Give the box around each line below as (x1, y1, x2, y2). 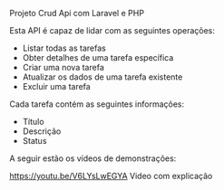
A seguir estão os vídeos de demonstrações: (9, 153, 177, 164)
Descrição (22, 126, 62, 137)
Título (22, 117, 44, 127)
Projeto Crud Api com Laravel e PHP (9, 8, 145, 18)
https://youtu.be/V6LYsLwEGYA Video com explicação (9, 171, 213, 181)
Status (22, 136, 47, 146)
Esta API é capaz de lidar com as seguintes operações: (9, 25, 216, 35)
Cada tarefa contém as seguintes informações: (9, 99, 185, 109)
